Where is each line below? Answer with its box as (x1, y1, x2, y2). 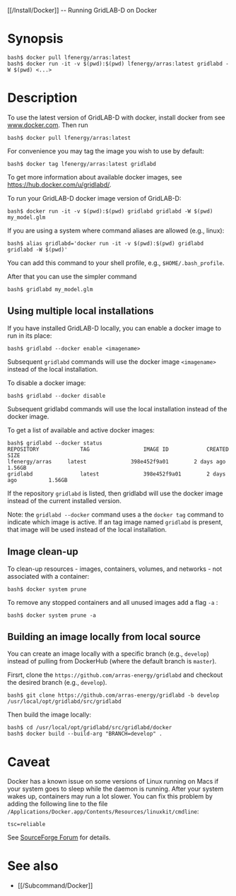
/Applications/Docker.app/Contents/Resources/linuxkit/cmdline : (7, 807, 199, 815)
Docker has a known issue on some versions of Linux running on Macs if (7, 777, 219, 786)
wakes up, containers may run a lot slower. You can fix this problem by (7, 792, 213, 801)
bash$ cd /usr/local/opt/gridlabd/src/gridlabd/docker (7, 724, 172, 731)
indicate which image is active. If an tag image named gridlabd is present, (7, 517, 223, 526)
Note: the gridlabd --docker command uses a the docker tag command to (7, 510, 224, 519)
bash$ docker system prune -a (7, 611, 97, 619)
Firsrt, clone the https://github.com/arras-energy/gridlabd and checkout (7, 671, 223, 679)
